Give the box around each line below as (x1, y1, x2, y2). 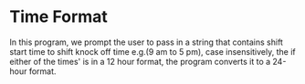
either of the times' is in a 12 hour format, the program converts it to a (9, 56, 271, 67)
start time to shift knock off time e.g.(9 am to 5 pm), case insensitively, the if (9, 46, 296, 57)
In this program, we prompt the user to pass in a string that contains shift (9, 37, 283, 47)
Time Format (9, 6, 108, 27)
